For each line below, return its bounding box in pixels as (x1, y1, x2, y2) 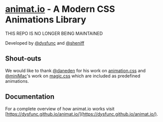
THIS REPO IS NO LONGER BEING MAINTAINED (5, 30, 103, 36)
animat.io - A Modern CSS (5, 3, 115, 15)
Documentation (5, 93, 55, 101)
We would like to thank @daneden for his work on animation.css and (5, 67, 146, 73)
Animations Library (5, 14, 86, 25)
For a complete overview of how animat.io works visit (5, 106, 115, 112)
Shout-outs (5, 55, 41, 63)
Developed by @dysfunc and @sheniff (5, 40, 85, 46)
